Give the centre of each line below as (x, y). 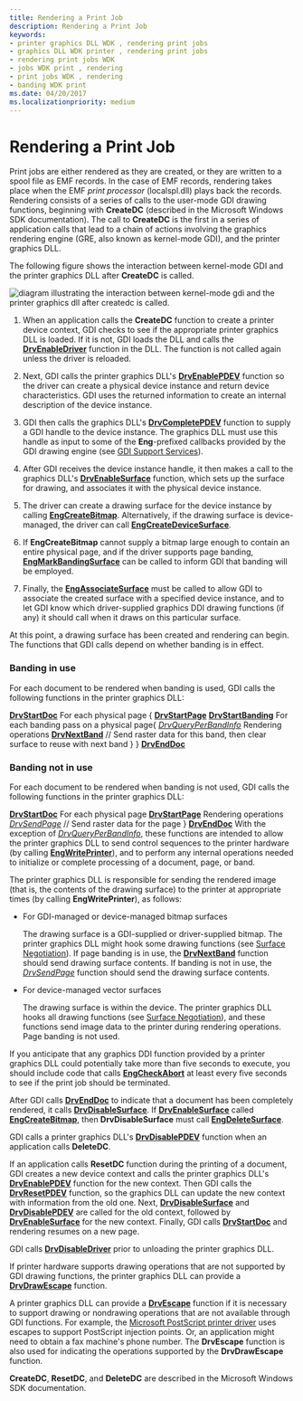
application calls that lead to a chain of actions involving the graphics (138, 229)
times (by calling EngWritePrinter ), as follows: (96, 899)
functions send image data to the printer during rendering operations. (152, 1027)
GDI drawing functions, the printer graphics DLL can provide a (125, 1275)
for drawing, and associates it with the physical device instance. (142, 488)
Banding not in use (51, 767)
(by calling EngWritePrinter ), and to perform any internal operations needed (151, 852)
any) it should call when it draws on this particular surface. (132, 618)
